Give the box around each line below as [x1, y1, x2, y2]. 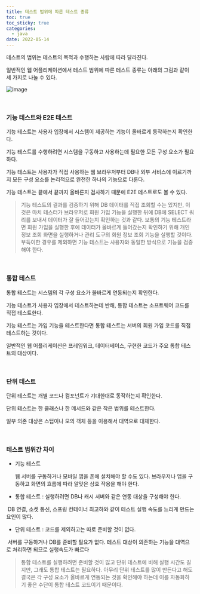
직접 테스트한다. [6, 309, 44, 316]
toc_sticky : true [6, 20, 50, 26]
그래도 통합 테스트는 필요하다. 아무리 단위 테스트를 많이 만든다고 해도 [33, 566, 193, 574]
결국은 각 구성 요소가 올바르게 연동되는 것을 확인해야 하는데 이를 [20, 574, 169, 581]
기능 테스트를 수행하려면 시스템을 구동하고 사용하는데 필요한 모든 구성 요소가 [6, 148, 183, 155]
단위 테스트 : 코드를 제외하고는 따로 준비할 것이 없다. [14, 526, 136, 533]
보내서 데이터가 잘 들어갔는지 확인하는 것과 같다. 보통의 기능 [32, 216, 171, 223]
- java [11, 31, 28, 37]
